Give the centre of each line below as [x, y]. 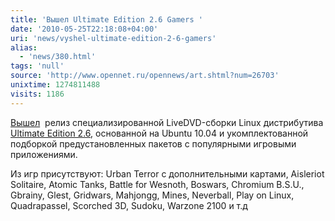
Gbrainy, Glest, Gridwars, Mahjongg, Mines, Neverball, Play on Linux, [152, 195]
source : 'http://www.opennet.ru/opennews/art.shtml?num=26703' [145, 76]
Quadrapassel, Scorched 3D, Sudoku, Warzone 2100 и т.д [129, 205]
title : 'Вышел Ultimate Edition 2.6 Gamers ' [106, 19]
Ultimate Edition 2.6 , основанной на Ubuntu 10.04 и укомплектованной [159, 133]
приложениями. [44, 154]
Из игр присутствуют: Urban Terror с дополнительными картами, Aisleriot [167, 173]
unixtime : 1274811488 [55, 85]
